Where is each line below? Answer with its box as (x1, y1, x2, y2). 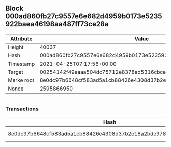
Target (8, 68, 24, 75)
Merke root (8, 76, 35, 83)
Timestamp (8, 60, 35, 67)
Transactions (5, 105, 39, 112)
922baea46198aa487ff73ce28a (5, 20, 109, 28)
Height (8, 43, 24, 50)
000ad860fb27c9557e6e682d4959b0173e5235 (5, 12, 162, 21)
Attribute (10, 35, 33, 42)
